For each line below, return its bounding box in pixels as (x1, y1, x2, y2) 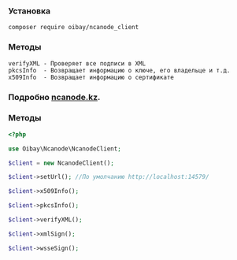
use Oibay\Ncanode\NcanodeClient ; (8, 144, 122, 153)
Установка (8, 6, 51, 17)
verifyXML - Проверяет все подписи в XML (8, 59, 146, 68)
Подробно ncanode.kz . (8, 91, 101, 102)
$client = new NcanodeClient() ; (8, 159, 114, 167)
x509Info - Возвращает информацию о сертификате (8, 73, 175, 81)
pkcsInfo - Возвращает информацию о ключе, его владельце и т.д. (8, 66, 231, 74)
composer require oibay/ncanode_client (8, 24, 139, 32)
